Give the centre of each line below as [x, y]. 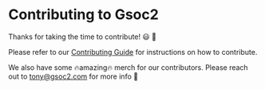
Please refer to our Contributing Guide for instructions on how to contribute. [133, 52]
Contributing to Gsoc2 [84, 15]
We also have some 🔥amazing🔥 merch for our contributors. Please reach [129, 67]
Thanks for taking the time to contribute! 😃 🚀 [83, 37]
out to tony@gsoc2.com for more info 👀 [73, 76]
